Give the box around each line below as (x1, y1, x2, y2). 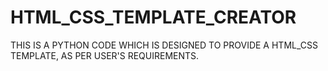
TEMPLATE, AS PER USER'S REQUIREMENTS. (10, 49, 200, 61)
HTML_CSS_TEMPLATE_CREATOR (10, 6, 297, 29)
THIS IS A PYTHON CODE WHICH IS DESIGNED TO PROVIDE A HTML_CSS (10, 39, 318, 51)
